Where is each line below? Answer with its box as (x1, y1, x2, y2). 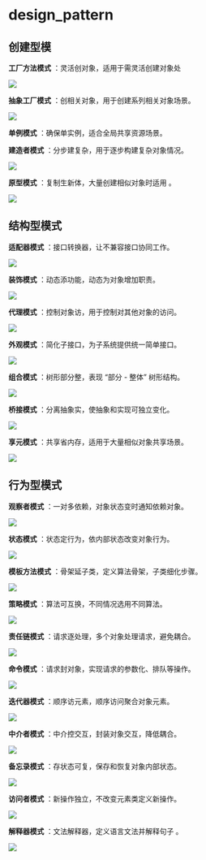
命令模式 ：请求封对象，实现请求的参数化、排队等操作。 (8, 663, 195, 673)
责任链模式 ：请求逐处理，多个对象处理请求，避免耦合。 (8, 631, 195, 641)
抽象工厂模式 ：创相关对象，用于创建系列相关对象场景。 (8, 96, 195, 105)
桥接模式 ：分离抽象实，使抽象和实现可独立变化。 (8, 404, 174, 414)
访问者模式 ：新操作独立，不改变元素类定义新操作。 (8, 793, 181, 803)
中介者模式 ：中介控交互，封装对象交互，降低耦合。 (8, 728, 181, 738)
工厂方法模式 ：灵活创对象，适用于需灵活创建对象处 (8, 63, 181, 72)
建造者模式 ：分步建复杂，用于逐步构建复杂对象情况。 (8, 145, 188, 155)
